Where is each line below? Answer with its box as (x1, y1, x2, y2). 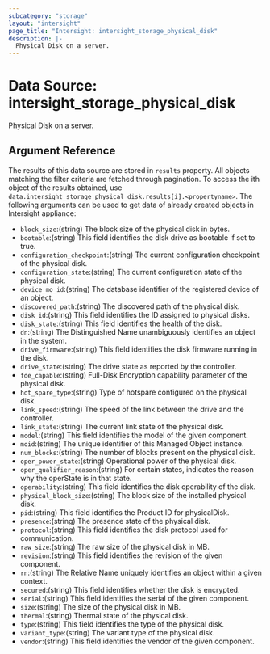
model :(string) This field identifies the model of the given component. (19, 430, 248, 440)
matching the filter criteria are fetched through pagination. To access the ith (8, 174, 260, 184)
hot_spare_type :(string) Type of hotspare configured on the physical (19, 387, 247, 397)
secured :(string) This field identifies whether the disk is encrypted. (19, 584, 240, 594)
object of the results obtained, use (8, 183, 123, 192)
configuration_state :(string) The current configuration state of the (19, 267, 243, 276)
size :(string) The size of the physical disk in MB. (19, 601, 181, 611)
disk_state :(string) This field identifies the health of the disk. (19, 319, 222, 328)
